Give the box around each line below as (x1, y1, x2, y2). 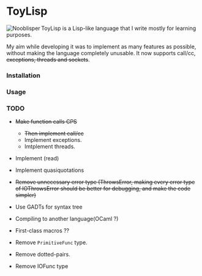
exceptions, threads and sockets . (6, 56, 90, 63)
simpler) (15, 192, 37, 199)
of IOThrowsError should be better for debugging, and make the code (15, 185, 191, 192)
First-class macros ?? (15, 227, 70, 234)
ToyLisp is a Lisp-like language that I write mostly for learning (41, 24, 196, 32)
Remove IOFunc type (15, 263, 69, 270)
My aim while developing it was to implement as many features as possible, (6, 43, 196, 50)
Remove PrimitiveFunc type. (15, 239, 88, 246)
